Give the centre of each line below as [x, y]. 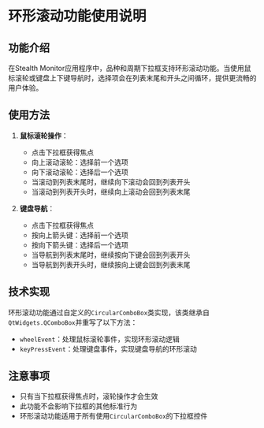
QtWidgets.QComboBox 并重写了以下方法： [73, 322]
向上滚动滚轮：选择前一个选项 [80, 162]
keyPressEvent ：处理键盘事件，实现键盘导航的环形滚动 [108, 348]
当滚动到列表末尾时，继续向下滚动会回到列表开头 [111, 181]
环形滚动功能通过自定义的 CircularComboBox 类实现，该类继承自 [109, 312]
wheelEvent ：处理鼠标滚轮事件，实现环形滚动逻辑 [99, 339]
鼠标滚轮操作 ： [44, 136]
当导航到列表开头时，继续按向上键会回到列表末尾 [111, 264]
